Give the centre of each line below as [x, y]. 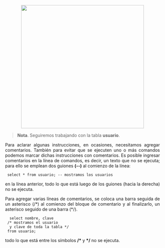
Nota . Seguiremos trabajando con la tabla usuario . [69, 135]
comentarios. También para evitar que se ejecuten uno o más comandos [82, 150]
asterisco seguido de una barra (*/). [41, 209]
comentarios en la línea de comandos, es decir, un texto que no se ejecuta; [82, 160]
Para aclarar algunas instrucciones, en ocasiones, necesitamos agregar [82, 145]
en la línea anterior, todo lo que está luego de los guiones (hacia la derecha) [82, 184]
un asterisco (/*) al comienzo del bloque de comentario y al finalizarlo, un [82, 204]
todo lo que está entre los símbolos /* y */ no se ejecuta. [63, 240]
